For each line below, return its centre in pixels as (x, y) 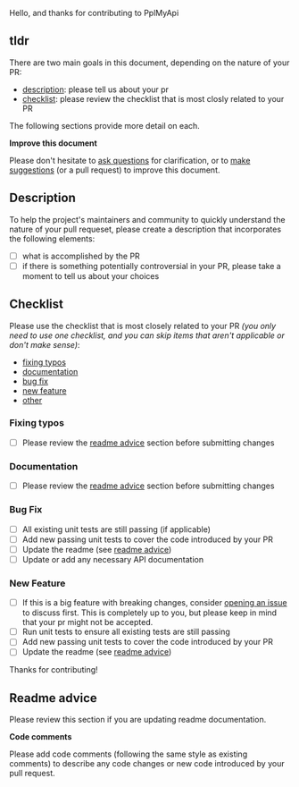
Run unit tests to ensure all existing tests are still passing (126, 632)
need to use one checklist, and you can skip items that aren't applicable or (147, 335)
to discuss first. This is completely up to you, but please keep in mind (149, 613)
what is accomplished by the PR (81, 256)
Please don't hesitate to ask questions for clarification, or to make (130, 160)
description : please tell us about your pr (96, 89)
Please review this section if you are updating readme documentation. (138, 720)
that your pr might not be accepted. (87, 622)
